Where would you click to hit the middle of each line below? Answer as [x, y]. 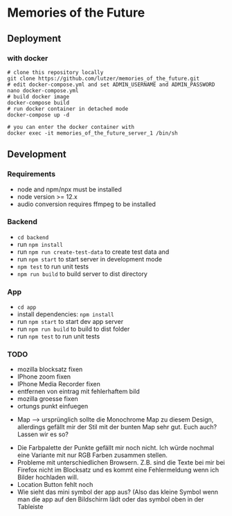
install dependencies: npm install [65, 314]
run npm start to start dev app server [70, 322]
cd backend [33, 237]
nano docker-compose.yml [43, 91]
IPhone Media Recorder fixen [59, 384]
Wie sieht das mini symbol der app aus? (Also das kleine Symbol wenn [118, 492]
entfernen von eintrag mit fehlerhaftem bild [78, 392]
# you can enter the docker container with [71, 127]
